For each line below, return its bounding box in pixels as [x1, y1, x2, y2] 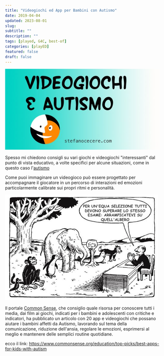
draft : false [5, 54, 32, 59]
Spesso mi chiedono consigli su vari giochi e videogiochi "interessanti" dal [5, 155, 156, 161]
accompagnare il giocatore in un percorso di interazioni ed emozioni [5, 180, 143, 186]
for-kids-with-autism [5, 346, 47, 352]
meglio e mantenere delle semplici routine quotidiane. [5, 331, 114, 337]
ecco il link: [5, 341, 28, 347]
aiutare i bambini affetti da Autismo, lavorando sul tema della [5, 321, 127, 327]
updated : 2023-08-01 [5, 18, 47, 23]
